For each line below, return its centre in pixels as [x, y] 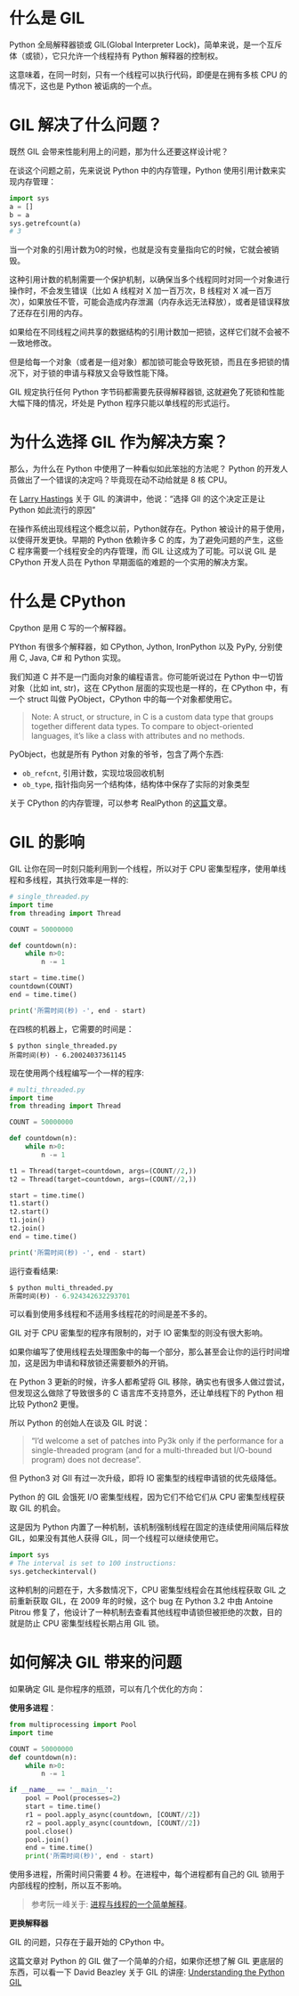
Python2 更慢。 [55, 1404]
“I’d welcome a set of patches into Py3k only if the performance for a [158, 1441]
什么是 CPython [68, 601]
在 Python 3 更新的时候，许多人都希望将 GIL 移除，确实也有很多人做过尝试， [149, 1382]
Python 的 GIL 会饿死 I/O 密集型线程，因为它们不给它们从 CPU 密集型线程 [143, 1497]
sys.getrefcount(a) [45, 223]
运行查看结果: [34, 1270]
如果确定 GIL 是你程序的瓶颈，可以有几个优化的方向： [107, 1689]
